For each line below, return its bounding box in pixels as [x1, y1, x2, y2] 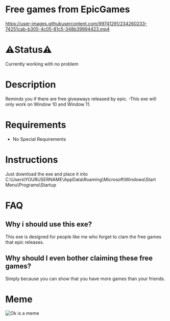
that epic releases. [5, 239, 44, 245]
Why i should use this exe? [5, 220, 92, 229]
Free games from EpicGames [5, 4, 130, 15]
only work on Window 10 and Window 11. [5, 101, 91, 107]
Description [5, 79, 56, 91]
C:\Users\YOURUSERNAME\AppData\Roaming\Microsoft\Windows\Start [5, 176, 156, 182]
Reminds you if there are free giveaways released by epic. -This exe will [5, 96, 157, 102]
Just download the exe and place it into [5, 170, 88, 177]
